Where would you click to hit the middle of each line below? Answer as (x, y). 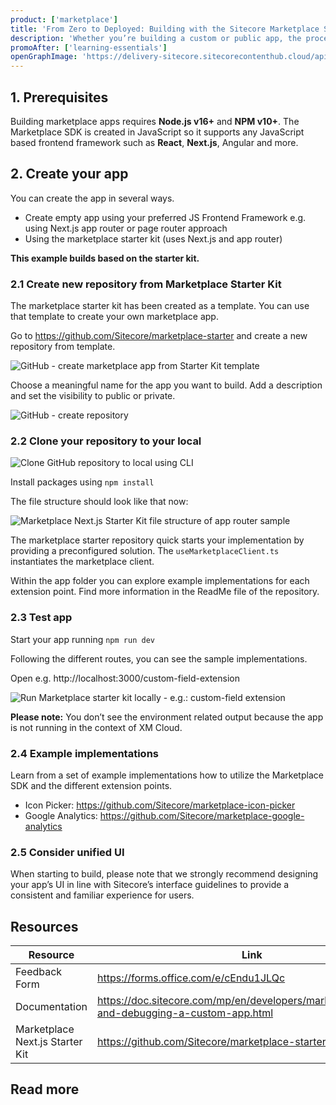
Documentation (51, 1007)
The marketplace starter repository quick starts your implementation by (157, 540)
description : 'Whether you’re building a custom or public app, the (156, 38)
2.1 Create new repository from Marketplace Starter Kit (146, 284)
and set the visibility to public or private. (93, 396)
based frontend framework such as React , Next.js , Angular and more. (154, 142)
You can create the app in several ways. (92, 198)
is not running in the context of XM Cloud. (96, 727)
